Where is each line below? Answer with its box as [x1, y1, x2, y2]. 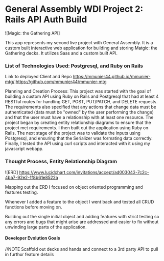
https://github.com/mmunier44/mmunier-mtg [15, 79, 107, 85]
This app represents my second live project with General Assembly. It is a [5, 39, 153, 45]
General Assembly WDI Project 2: [5, 3, 143, 15]
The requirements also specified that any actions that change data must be [5, 104, 157, 110]
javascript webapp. [5, 146, 44, 152]
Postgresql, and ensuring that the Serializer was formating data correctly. [5, 135, 153, 141]
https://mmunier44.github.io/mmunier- [72, 74, 151, 80]
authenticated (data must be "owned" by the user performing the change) [5, 109, 154, 115]
